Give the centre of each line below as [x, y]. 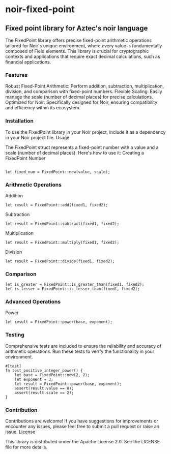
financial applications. [28, 62]
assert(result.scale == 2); [44, 392]
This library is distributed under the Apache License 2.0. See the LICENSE [83, 442]
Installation [20, 121]
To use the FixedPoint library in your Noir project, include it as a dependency [85, 132]
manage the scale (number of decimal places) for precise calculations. [79, 97]
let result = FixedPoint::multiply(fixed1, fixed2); [62, 243]
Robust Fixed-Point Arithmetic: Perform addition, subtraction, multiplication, [85, 86]
